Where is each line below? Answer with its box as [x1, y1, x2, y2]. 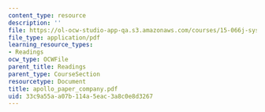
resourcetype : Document [8, 77, 87, 85]
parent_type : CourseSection [8, 70, 101, 78]
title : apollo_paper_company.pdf [8, 84, 118, 93]
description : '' [8, 19, 62, 27]
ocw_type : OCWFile [8, 56, 69, 64]
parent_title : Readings [8, 63, 87, 71]
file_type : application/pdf [8, 33, 101, 42]
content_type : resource [8, 11, 87, 20]
